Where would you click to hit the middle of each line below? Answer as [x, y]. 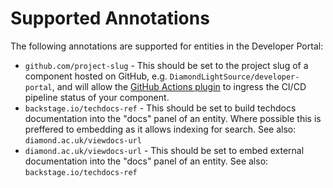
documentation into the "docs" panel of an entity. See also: [146, 161]
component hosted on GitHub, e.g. [96, 76]
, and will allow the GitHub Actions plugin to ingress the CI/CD [179, 86]
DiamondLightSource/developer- [234, 77]
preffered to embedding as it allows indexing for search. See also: [160, 129]
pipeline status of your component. [97, 97]
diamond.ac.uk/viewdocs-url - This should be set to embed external [164, 150]
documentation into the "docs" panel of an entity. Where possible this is [173, 118]
